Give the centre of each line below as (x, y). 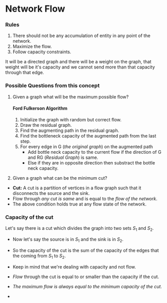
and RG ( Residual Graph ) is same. (63, 157)
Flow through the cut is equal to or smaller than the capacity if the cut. (86, 277)
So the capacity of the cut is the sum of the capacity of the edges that (86, 250)
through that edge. (25, 73)
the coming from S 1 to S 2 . (39, 256)
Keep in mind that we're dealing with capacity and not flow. (74, 266)
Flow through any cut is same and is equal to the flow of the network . (85, 198)
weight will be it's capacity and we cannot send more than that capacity (80, 67)
